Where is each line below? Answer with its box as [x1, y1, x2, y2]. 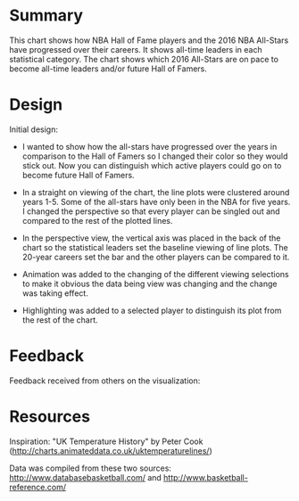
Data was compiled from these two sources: [9, 463, 172, 473]
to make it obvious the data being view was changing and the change [21, 278, 278, 289]
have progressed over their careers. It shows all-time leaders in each [9, 44, 262, 54]
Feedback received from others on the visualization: [9, 375, 201, 386]
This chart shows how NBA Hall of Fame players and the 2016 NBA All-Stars [9, 35, 289, 45]
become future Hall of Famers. [21, 169, 136, 180]
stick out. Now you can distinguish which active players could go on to [21, 160, 282, 170]
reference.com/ [9, 481, 67, 492]
